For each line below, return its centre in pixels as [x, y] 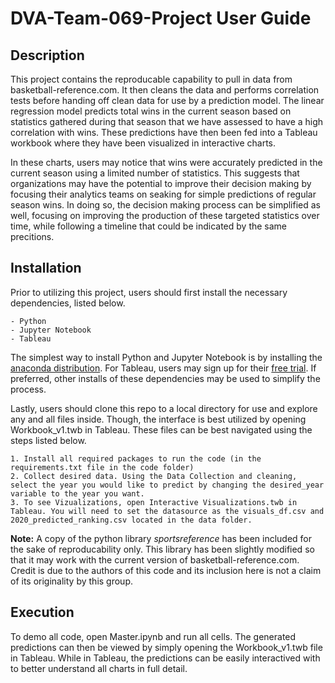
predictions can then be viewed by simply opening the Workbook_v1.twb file [166, 647]
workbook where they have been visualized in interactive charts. [143, 143]
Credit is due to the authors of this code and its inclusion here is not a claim [166, 570]
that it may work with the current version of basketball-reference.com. [155, 559]
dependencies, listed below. [68, 303]
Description [47, 55]
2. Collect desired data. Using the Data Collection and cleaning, [154, 476]
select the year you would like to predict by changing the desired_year [167, 485]
